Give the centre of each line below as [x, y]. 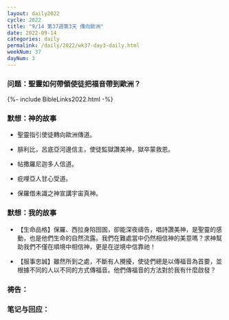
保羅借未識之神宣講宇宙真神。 [59, 193]
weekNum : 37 [24, 52]
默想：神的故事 [32, 118]
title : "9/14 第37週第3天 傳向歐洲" [56, 26]
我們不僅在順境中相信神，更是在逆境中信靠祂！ [89, 246]
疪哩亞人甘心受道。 [44, 179]
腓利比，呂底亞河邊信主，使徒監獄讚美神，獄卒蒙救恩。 [95, 150]
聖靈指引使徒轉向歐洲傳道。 [56, 134]
